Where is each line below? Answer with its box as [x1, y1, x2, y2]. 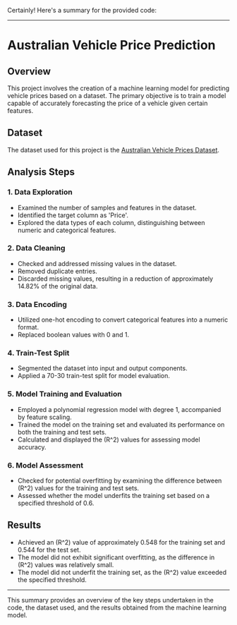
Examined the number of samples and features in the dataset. [17, 203, 197, 212]
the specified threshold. [17, 575, 87, 584]
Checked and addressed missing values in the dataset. [17, 259, 177, 267]
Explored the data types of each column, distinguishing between [17, 218, 206, 226]
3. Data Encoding [7, 299, 67, 309]
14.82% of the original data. [17, 281, 98, 290]
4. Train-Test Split [7, 348, 70, 358]
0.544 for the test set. [17, 545, 81, 554]
